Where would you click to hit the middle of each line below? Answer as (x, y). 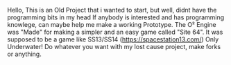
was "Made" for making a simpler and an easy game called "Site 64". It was (115, 32)
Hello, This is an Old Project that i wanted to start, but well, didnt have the (112, 10)
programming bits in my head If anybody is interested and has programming (116, 17)
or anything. (24, 54)
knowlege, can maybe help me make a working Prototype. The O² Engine (112, 25)
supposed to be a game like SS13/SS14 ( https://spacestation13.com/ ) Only (113, 39)
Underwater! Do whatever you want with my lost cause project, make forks (114, 47)
